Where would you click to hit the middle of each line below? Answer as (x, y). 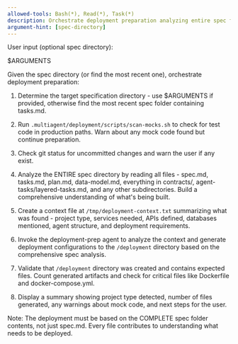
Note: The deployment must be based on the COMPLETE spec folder (108, 319)
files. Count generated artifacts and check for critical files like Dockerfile (123, 276)
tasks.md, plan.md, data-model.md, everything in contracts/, (106, 182)
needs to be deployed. (40, 333)
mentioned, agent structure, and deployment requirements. (104, 226)
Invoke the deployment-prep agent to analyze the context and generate (122, 240)
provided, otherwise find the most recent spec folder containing (110, 103)
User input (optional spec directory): (60, 47)
